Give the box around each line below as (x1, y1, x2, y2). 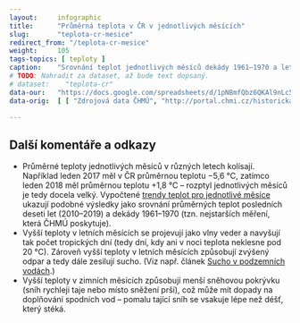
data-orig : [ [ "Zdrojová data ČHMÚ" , (9, 96, 158, 106)
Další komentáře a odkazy (9, 137, 156, 152)
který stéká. (21, 303, 66, 314)
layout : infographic (9, 13, 102, 22)
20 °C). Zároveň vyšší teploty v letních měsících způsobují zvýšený (21, 247, 270, 258)
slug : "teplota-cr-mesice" (9, 30, 134, 38)
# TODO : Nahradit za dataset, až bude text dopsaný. (9, 72, 210, 81)
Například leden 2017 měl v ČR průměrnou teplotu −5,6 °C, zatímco (21, 171, 270, 182)
